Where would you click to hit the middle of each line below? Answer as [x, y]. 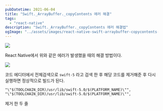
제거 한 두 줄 [17, 104]
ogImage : [14, 32]
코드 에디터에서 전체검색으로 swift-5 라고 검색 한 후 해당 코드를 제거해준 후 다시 [81, 75]
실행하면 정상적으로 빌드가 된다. [35, 81]
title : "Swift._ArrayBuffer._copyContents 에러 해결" [58, 14]
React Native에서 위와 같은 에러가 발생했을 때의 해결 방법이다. [64, 55]
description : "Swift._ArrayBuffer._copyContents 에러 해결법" [67, 28]
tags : [10, 18]
